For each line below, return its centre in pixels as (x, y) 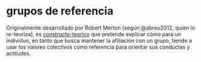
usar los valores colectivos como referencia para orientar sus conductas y (98, 47)
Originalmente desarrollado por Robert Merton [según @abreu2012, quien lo (101, 28)
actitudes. (19, 53)
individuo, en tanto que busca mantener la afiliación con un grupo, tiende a (99, 40)
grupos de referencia (60, 11)
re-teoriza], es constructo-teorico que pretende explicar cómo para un (94, 34)
